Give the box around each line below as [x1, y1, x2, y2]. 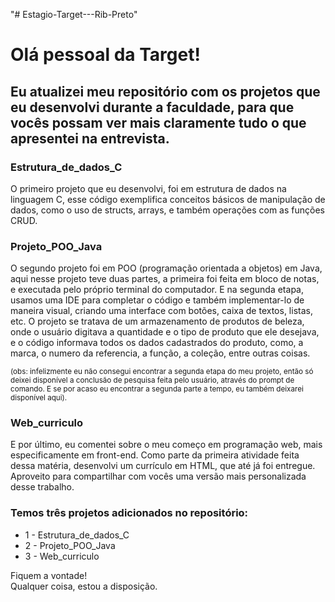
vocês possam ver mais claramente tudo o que [10, 114, 307, 131]
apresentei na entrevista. [10, 130, 170, 147]
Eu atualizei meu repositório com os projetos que [10, 83, 321, 100]
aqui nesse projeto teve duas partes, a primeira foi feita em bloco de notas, [10, 273, 320, 285]
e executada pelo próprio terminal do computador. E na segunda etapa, [10, 284, 304, 296]
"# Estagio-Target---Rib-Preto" [10, 9, 138, 20]
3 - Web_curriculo [24, 550, 100, 562]
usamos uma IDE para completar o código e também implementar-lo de [10, 294, 305, 306]
